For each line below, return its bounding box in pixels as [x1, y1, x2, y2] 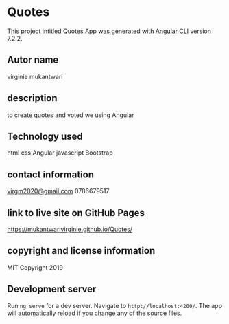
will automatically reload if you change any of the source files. [7, 309, 182, 317]
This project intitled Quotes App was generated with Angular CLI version [7, 27, 211, 35]
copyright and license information [7, 245, 156, 257]
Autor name [7, 54, 59, 66]
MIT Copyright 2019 [7, 263, 64, 272]
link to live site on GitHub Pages [7, 207, 145, 219]
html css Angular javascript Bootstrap [7, 149, 113, 157]
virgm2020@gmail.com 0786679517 [7, 187, 110, 195]
